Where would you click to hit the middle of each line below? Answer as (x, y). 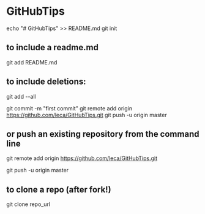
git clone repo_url (28, 204)
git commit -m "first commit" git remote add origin (69, 108)
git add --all (21, 96)
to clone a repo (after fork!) (59, 189)
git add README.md (32, 62)
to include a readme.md (53, 48)
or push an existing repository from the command (103, 134)
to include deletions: (47, 82)
